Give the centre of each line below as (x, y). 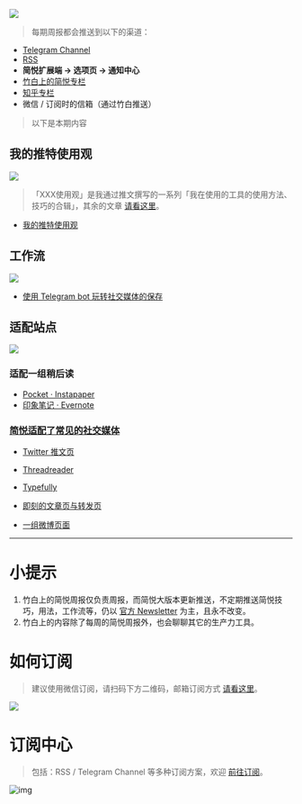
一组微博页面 (46, 525)
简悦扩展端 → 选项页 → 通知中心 (81, 70)
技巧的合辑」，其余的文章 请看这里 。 (98, 205)
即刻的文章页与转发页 (62, 506)
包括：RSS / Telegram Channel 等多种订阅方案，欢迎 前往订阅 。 (149, 772)
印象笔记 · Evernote (58, 404)
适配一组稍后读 (42, 374)
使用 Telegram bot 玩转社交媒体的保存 (93, 296)
